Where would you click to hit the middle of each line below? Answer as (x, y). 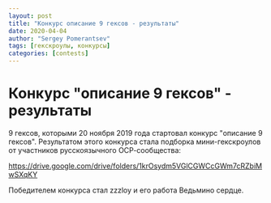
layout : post (30, 16)
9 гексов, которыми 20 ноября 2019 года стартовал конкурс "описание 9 (135, 133)
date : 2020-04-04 (38, 31)
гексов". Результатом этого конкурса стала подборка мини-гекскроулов (135, 142)
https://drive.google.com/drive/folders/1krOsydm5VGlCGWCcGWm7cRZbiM (135, 166)
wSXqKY (23, 174)
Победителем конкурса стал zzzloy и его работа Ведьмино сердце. (126, 190)
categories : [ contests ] (49, 53)
